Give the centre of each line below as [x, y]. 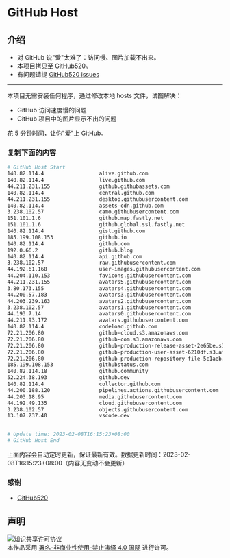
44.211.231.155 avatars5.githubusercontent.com [99, 282]
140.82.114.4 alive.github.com [78, 174]
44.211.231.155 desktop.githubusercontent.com [98, 199]
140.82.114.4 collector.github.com [84, 384]
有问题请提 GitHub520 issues [58, 74]
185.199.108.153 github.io [67, 237]
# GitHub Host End [33, 441]
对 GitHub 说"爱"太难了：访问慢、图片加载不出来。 [88, 57]
